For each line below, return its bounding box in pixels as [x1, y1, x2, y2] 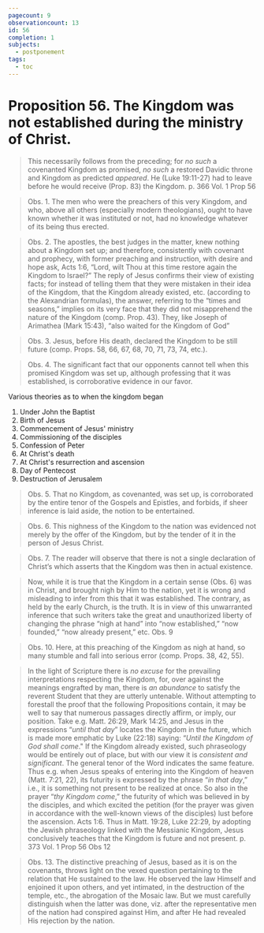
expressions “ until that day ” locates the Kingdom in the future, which [27, 724, 252, 734]
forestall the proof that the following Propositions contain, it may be [27, 699, 247, 709]
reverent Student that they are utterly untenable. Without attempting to [27, 691, 256, 701]
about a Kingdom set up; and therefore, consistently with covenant [27, 245, 244, 255]
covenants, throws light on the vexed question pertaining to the [27, 865, 233, 875]
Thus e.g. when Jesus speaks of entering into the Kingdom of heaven [27, 766, 255, 776]
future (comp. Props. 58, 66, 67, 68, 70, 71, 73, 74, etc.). [27, 344, 208, 354]
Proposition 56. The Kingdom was [8, 96, 235, 114]
